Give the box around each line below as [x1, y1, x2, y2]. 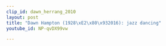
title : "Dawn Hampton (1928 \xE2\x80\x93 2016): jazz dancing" [6, 20, 162, 26]
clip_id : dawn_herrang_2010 [6, 8, 76, 15]
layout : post [6, 14, 39, 20]
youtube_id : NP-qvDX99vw [6, 25, 68, 32]
